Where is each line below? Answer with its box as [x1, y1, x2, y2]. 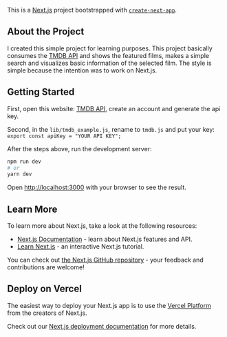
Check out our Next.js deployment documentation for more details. [7, 322, 197, 330]
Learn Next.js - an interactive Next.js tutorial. [17, 242, 144, 251]
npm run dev [7, 158, 41, 165]
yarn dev [7, 171, 32, 178]
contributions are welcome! [7, 263, 85, 271]
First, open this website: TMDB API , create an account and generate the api [7, 104, 221, 113]
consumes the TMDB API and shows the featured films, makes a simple [7, 51, 210, 59]
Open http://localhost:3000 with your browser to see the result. [7, 183, 187, 192]
